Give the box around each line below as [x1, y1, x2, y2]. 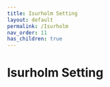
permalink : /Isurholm [7, 23, 69, 29]
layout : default [7, 16, 53, 23]
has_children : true [7, 36, 63, 42]
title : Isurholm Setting [7, 10, 78, 17]
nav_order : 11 [7, 29, 48, 36]
